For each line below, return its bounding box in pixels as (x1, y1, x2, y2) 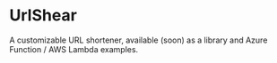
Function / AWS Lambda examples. (9, 43, 139, 54)
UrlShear (9, 5, 78, 26)
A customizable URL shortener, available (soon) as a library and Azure (9, 35, 268, 45)
